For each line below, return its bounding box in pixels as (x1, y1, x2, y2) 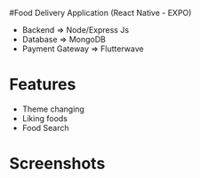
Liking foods (21, 112, 68, 123)
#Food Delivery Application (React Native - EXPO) (9, 8, 192, 18)
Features (9, 74, 76, 95)
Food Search (21, 122, 69, 133)
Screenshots (9, 154, 106, 174)
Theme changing (21, 104, 84, 114)
